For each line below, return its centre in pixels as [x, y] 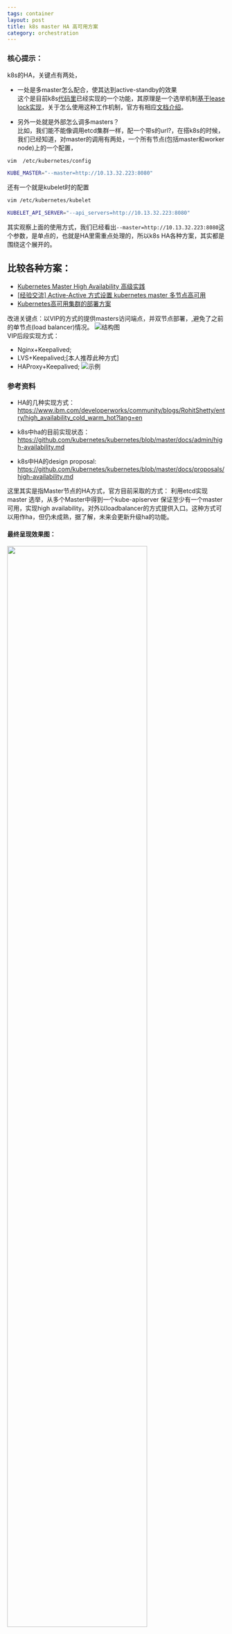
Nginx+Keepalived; [44, 349]
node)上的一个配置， [47, 148]
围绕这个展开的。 [32, 245]
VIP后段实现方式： [34, 335]
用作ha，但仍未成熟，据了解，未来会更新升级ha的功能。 [93, 517]
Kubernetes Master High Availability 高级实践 [81, 286]
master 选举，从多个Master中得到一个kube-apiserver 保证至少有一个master [115, 500]
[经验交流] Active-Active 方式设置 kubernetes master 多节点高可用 [111, 295]
